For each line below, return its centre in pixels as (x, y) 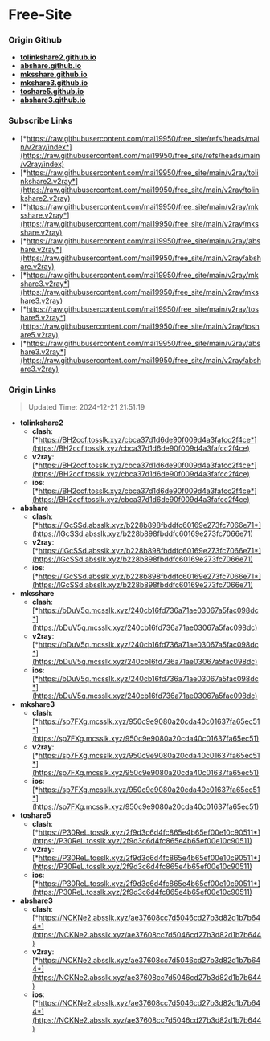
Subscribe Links (41, 120)
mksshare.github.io (53, 75)
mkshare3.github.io (54, 83)
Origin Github (35, 40)
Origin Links (33, 390)
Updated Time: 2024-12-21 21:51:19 (86, 407)
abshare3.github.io (53, 100)
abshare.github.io (51, 66)
